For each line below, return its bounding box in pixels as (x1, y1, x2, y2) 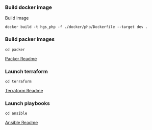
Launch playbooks (5, 100, 50, 106)
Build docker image (5, 4, 52, 11)
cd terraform (5, 79, 32, 84)
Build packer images (5, 36, 55, 43)
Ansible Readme (5, 120, 38, 126)
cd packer (5, 47, 25, 52)
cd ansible (5, 111, 27, 116)
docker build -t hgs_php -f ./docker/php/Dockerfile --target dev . (5, 25, 148, 29)
